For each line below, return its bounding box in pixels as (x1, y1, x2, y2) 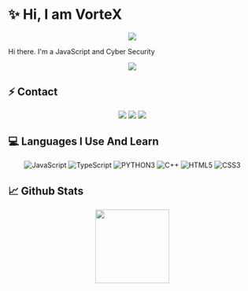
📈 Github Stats (8, 184, 84, 197)
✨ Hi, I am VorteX (8, 6, 123, 24)
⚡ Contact (8, 85, 58, 99)
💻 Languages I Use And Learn (8, 135, 159, 149)
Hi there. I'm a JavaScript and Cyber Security (8, 46, 155, 56)
